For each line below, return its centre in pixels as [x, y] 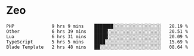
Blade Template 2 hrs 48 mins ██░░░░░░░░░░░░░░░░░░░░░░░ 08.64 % [97, 47]
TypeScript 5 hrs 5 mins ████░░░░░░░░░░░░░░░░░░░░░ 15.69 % [97, 42]
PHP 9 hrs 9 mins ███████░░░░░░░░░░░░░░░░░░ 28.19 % [97, 26]
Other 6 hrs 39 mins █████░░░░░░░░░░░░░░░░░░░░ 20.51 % [97, 31]
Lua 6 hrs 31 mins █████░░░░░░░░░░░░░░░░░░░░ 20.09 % [97, 36]
